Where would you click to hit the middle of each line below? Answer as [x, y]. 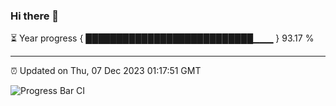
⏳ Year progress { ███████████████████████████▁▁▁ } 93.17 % [162, 38]
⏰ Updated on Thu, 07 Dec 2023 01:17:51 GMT [106, 71]
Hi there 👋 [35, 16]
